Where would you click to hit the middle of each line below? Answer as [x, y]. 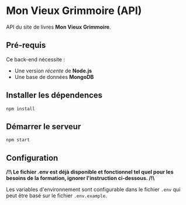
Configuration [32, 158]
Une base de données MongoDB [54, 77]
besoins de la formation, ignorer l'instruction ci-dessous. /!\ [80, 178]
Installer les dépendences [54, 95]
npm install [20, 109]
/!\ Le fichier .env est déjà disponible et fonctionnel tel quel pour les [90, 172]
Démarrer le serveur [44, 126]
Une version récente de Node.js [53, 71]
